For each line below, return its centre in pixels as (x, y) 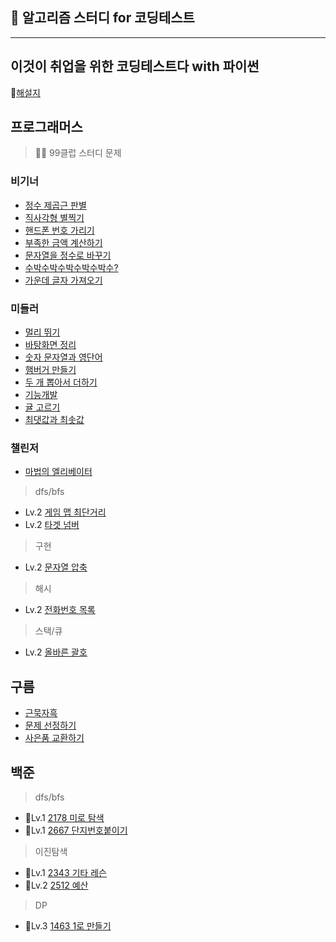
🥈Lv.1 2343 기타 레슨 (65, 872)
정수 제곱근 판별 (55, 205)
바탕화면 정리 (50, 345)
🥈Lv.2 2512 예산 (56, 885)
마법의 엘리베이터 (58, 472)
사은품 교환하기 (54, 738)
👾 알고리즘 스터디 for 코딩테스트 (102, 18)
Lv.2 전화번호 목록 (60, 610)
